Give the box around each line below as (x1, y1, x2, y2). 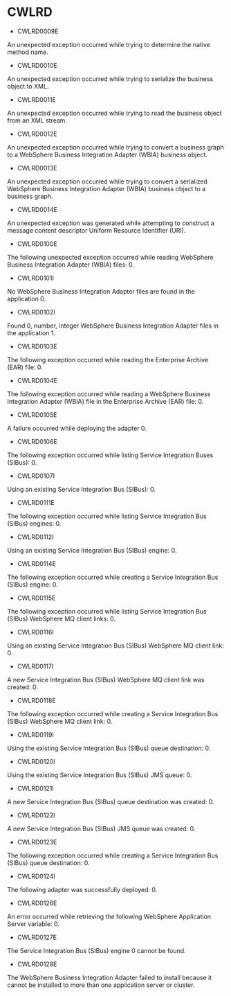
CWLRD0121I (17, 784, 54, 792)
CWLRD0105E (17, 410, 57, 419)
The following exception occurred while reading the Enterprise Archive (7, 355, 209, 364)
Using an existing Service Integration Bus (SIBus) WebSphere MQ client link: (7, 641, 225, 650)
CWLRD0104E (17, 376, 57, 384)
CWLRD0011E (17, 95, 57, 104)
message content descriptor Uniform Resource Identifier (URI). (7, 226, 186, 234)
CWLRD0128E (17, 960, 57, 968)
